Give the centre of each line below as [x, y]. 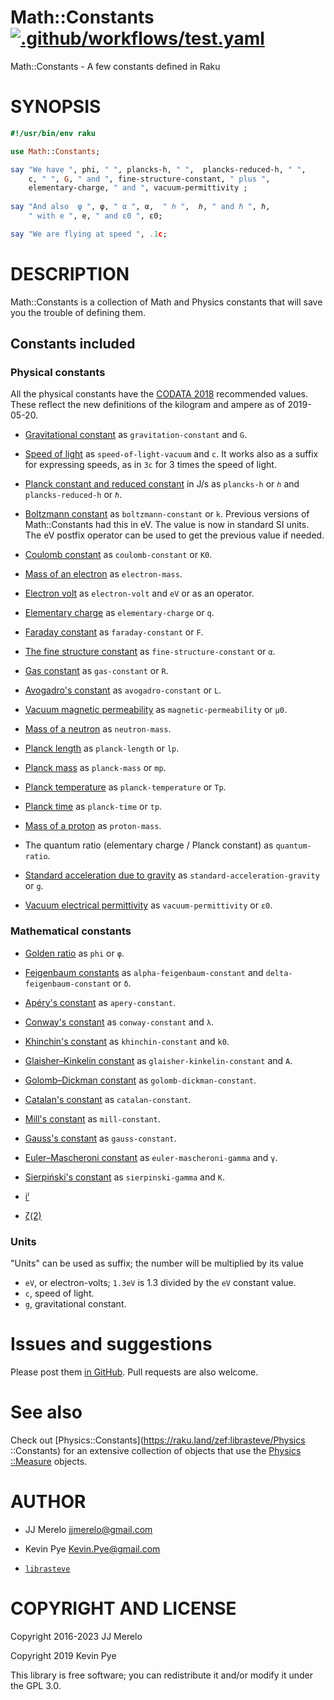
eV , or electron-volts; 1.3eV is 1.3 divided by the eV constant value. [160, 1282]
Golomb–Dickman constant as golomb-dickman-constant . [140, 1080]
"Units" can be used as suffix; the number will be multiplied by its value [157, 1263]
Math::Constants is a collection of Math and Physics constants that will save [166, 302]
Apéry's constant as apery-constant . [100, 1002]
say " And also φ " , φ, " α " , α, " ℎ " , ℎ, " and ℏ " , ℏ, [140, 207]
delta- [279, 973]
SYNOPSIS [56, 107]
